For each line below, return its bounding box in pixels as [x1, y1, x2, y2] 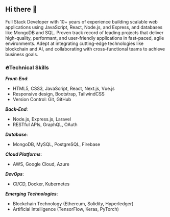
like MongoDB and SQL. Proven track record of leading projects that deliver [5, 29, 164, 36]
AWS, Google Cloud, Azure [12, 161, 70, 167]
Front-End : [5, 76, 29, 82]
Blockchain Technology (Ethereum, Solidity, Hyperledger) [12, 201, 134, 207]
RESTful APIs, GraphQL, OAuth [12, 122, 78, 128]
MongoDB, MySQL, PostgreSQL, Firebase [12, 141, 101, 148]
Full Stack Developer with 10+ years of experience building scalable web [5, 18, 158, 25]
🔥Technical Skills [5, 64, 50, 71]
